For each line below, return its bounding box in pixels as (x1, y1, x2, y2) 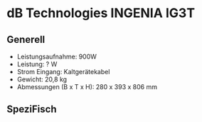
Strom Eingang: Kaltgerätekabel (16, 68, 110, 76)
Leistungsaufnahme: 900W (16, 52, 97, 61)
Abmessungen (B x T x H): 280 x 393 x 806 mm (16, 83, 158, 91)
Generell (6, 34, 46, 46)
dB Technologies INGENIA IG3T (6, 5, 196, 21)
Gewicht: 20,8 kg (16, 75, 68, 83)
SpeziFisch (6, 103, 58, 116)
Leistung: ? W (16, 60, 58, 68)
